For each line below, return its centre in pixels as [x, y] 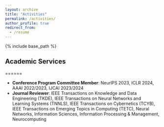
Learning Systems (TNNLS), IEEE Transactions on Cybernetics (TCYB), [83, 104]
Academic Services [35, 62]
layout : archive [22, 10]
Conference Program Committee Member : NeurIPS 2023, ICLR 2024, [83, 83]
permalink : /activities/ [30, 19]
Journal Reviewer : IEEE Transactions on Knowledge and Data [74, 93]
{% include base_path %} [31, 46]
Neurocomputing [29, 119]
